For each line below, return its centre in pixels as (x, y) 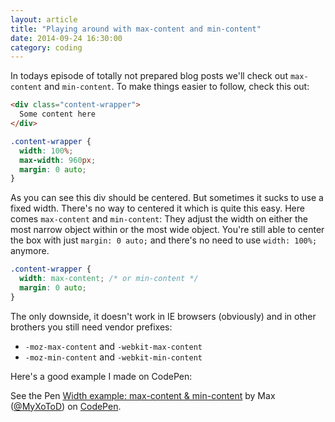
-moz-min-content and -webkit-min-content (113, 357)
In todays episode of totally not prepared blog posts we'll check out (149, 76)
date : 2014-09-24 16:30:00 (66, 38)
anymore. (30, 251)
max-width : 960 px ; (58, 160)
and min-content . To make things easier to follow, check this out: (177, 87)
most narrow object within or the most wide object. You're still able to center (167, 230)
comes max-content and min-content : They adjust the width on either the (159, 219)
